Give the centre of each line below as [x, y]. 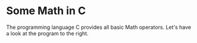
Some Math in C [46, 11]
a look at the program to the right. [47, 33]
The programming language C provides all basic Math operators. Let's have [99, 27]
